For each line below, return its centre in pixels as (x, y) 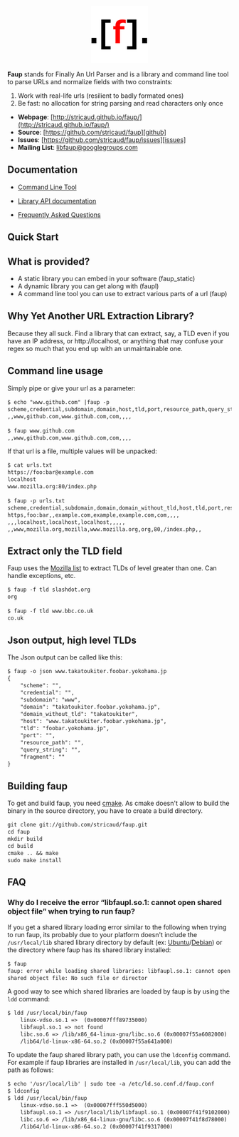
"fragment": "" (43, 757)
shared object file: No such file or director (78, 978)
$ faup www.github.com (41, 430)
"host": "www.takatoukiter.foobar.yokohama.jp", (94, 722)
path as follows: (31, 1070)
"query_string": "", (51, 750)
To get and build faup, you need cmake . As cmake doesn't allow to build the (118, 803)
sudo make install (34, 861)
